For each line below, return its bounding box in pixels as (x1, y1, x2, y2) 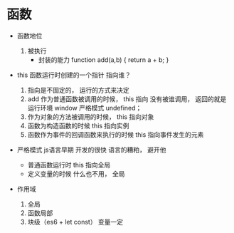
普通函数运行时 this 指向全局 (27, 160, 111, 169)
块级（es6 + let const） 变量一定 (27, 217, 124, 226)
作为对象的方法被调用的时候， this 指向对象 (27, 112, 154, 121)
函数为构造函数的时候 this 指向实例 (27, 121, 129, 130)
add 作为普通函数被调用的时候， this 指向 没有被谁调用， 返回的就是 (27, 94, 227, 103)
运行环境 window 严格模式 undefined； (27, 103, 142, 112)
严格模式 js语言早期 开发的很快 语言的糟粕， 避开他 (16, 145, 166, 154)
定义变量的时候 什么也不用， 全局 (27, 169, 125, 178)
